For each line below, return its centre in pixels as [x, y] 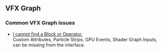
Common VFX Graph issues [40, 23]
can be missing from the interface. [49, 45]
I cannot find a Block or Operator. [48, 34]
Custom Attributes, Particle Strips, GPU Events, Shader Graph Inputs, [85, 39]
